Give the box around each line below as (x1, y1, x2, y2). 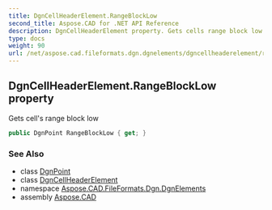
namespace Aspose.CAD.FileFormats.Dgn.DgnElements (19, 183, 206, 193)
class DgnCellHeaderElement (19, 174, 118, 184)
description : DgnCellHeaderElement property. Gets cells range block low (8, 27, 263, 35)
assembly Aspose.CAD (19, 191, 97, 202)
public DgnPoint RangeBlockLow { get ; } (8, 128, 147, 137)
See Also (8, 148, 45, 159)
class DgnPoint (19, 166, 71, 176)
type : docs (8, 34, 45, 43)
